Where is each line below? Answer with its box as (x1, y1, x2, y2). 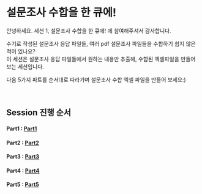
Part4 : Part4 (6, 166, 40, 174)
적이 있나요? (6, 47, 36, 55)
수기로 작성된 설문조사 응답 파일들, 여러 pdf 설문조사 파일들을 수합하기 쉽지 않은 (6, 40, 196, 47)
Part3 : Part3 (6, 153, 40, 160)
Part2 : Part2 (6, 139, 40, 146)
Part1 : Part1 (6, 125, 37, 132)
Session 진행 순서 (6, 108, 72, 118)
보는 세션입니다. (6, 62, 45, 70)
